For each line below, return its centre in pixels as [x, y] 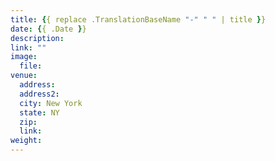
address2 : [39, 94]
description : [37, 38]
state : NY [39, 112]
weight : [26, 141]
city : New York [51, 103]
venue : [24, 76]
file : [31, 66]
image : [24, 57]
